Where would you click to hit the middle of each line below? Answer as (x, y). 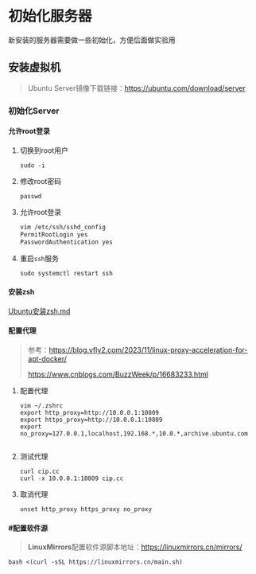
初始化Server (34, 111)
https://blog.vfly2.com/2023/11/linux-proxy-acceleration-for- (148, 349)
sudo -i (32, 165)
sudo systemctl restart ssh (66, 273)
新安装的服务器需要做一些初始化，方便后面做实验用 (92, 40)
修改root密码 (41, 181)
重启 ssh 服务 (39, 258)
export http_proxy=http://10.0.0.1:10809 (89, 412)
